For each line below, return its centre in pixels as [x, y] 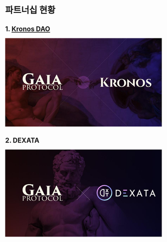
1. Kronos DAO [28, 29]
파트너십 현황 [30, 10]
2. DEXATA [22, 140]
